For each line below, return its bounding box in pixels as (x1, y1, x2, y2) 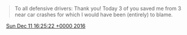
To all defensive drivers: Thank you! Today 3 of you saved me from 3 (14, 5, 181, 12)
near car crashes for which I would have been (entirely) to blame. (14, 11, 173, 18)
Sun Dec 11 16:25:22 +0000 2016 (5, 23, 86, 29)
